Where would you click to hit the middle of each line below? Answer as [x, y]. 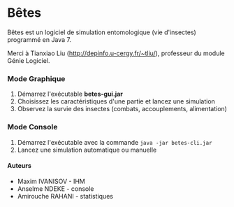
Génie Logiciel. [29, 60]
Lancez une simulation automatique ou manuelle [87, 150]
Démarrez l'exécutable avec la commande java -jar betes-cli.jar [115, 142]
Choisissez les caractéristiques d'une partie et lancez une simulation [116, 101]
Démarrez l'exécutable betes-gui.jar [70, 94]
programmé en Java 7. [39, 39]
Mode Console [32, 127]
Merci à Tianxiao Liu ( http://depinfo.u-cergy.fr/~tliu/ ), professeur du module [116, 53]
